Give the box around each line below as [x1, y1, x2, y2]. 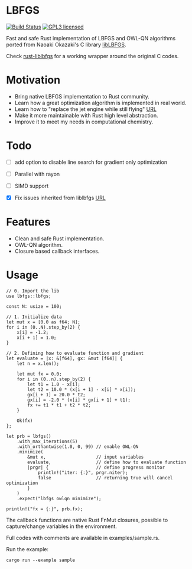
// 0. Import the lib [6, 288, 60, 294]
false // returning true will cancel [37, 475, 173, 481]
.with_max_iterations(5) [17, 438, 78, 444]
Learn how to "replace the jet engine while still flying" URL [14, 105, 157, 113]
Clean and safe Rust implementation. [14, 235, 105, 242]
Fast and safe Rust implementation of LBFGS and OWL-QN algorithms [6, 34, 176, 42]
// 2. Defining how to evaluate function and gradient [6, 350, 144, 356]
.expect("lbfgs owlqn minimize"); [17, 495, 102, 501]
